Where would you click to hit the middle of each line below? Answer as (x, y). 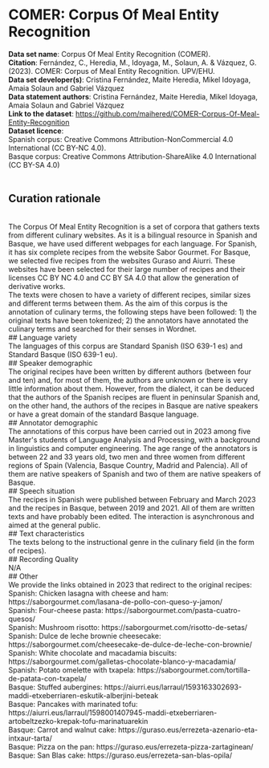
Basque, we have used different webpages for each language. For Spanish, (132, 243)
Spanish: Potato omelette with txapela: (72, 670)
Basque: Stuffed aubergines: (55, 687)
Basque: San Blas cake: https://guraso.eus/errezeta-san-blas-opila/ (120, 755)
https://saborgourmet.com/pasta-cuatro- (173, 610)
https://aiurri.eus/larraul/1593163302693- (173, 687)
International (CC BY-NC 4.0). (57, 148)
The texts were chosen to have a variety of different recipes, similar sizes (130, 295)
